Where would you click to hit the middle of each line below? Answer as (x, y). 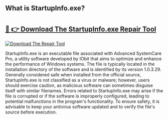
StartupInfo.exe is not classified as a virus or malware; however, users (77, 80)
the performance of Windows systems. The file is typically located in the (80, 64)
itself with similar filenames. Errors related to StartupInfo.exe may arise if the (84, 91)
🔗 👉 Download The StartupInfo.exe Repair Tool (81, 29)
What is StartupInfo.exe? (45, 8)
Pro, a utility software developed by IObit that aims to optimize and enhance (83, 59)
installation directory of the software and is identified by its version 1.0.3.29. (83, 69)
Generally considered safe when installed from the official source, (73, 75)
